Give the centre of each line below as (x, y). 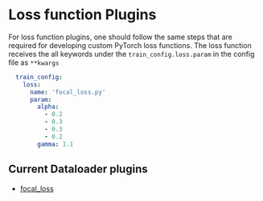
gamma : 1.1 (55, 144)
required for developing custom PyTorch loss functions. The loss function (130, 45)
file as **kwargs (34, 62)
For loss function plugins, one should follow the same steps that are (121, 37)
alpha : (48, 107)
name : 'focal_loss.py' (68, 92)
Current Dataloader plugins (78, 169)
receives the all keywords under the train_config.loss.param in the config (131, 54)
